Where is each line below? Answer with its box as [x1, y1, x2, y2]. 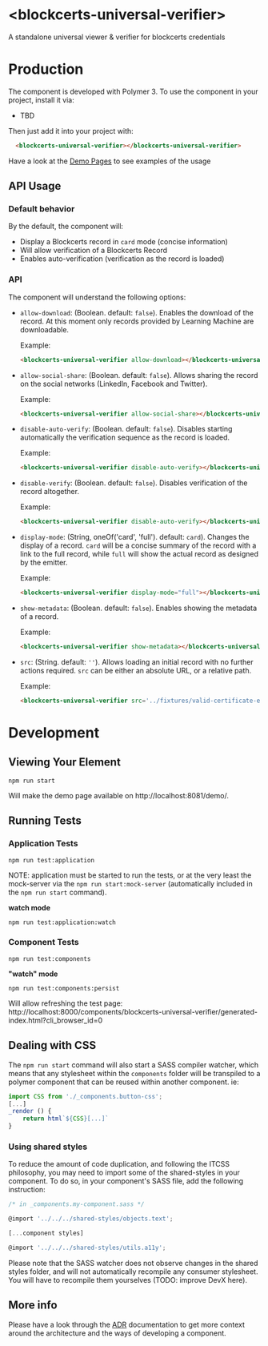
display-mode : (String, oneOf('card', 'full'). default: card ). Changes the [19, 532, 250, 542]
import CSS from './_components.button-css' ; [8, 1092, 162, 1100]
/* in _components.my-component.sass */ [8, 1200, 146, 1208]
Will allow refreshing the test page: [8, 998, 123, 1008]
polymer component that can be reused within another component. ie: [8, 1077, 239, 1087]
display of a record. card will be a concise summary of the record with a [19, 540, 257, 550]
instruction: [8, 1185, 46, 1195]
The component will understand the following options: [8, 292, 186, 302]
